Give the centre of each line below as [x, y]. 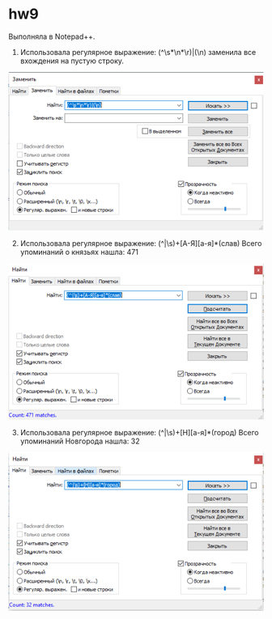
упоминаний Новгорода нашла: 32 [80, 441]
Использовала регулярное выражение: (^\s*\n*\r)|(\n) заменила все [138, 52]
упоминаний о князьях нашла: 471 [79, 252]
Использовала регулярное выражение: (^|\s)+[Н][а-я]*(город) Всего [139, 433]
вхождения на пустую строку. [72, 61]
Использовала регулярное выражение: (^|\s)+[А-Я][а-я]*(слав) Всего [141, 243]
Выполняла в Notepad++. [52, 36]
